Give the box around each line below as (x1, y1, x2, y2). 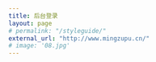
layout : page (8, 19, 53, 27)
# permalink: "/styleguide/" (8, 27, 107, 35)
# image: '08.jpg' (8, 42, 70, 50)
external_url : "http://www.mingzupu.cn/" (8, 34, 150, 43)
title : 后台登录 (8, 11, 58, 20)
